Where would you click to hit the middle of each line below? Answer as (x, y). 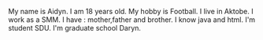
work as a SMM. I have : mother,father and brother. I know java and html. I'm (132, 20)
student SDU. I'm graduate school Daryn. (75, 28)
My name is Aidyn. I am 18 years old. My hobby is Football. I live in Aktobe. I (131, 11)
